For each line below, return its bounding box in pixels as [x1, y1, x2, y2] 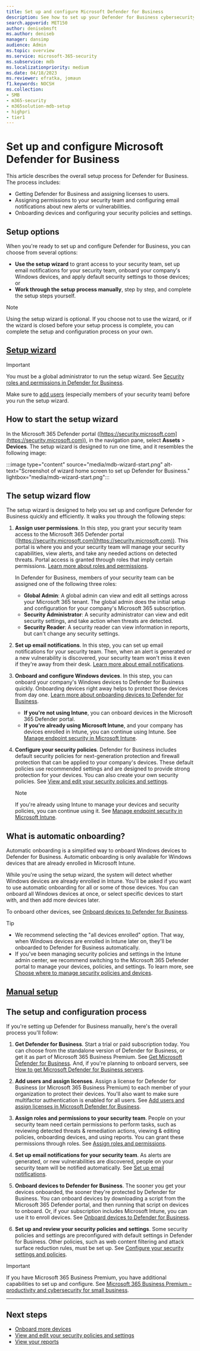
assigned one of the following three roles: [14, 581, 117, 588]
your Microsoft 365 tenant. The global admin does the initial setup [23, 598, 186, 606]
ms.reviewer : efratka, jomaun [6, 75, 82, 81]
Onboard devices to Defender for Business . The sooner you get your [14, 1182, 186, 1189]
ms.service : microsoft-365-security [6, 53, 97, 59]
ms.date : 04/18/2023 [6, 70, 58, 76]
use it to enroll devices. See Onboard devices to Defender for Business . [14, 1214, 190, 1221]
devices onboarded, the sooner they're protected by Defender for [14, 1189, 176, 1196]
